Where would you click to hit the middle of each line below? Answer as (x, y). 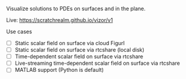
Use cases (19, 31)
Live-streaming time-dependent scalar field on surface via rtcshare (97, 63)
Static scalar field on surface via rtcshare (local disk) (80, 50)
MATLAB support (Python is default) (59, 70)
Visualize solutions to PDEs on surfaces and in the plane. (76, 9)
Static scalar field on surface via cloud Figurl (70, 43)
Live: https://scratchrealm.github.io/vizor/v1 (60, 20)
